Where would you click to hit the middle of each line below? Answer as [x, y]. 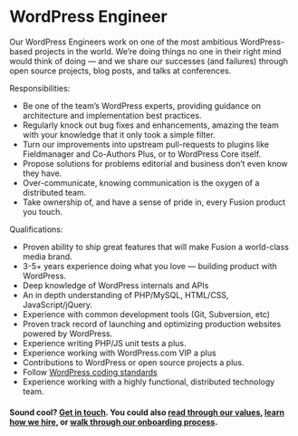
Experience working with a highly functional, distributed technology [149, 382]
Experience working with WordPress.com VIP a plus [119, 353]
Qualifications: [36, 229]
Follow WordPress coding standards [90, 372]
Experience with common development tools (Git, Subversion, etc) [146, 314]
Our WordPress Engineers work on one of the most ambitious [124, 42]
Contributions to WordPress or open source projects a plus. [133, 362]
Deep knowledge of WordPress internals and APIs [115, 285]
